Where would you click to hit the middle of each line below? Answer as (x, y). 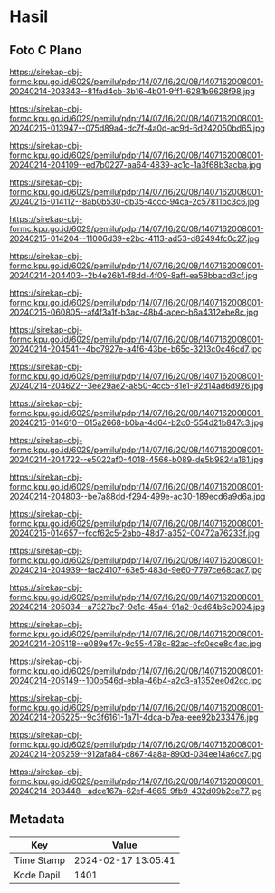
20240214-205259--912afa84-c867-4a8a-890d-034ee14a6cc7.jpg (136, 754)
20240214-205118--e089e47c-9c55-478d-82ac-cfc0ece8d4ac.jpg (135, 644)
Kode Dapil (37, 875)
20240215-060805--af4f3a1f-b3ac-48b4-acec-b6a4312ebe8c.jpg (134, 312)
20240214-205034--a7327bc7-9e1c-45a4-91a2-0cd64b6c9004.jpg (137, 607)
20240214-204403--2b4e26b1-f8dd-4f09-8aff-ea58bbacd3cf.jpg (133, 275)
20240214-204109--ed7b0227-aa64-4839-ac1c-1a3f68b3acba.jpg (135, 165)
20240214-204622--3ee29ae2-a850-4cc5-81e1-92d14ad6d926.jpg (137, 386)
